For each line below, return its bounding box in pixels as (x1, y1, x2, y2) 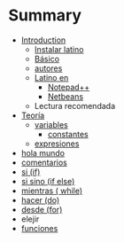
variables (34, 119, 68, 129)
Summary (8, 5, 81, 26)
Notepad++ (47, 82, 90, 92)
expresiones (34, 138, 80, 149)
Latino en (34, 72, 69, 82)
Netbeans (47, 90, 84, 102)
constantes (47, 129, 89, 139)
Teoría (20, 110, 45, 121)
